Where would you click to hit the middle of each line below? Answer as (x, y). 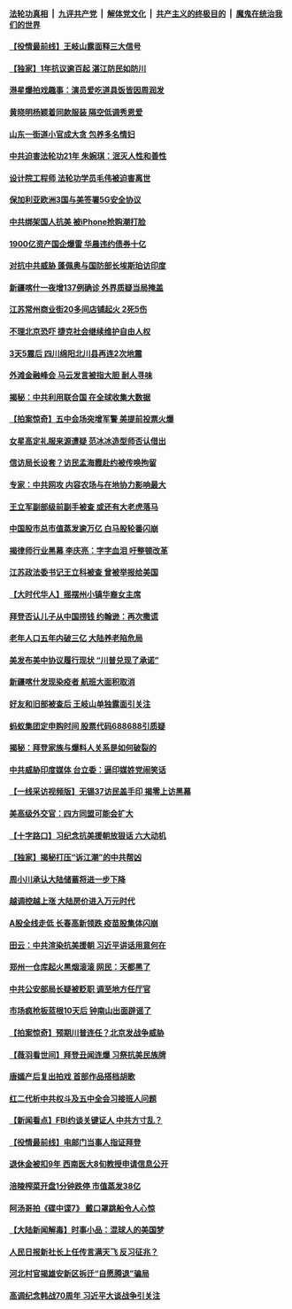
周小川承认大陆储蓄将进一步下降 (67, 879)
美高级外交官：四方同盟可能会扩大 (71, 813)
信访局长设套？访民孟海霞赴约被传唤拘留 (83, 463)
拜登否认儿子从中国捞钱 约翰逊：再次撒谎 (84, 616)
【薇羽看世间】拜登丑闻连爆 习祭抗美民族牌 (88, 1055)
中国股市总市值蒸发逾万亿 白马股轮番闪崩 (84, 529)
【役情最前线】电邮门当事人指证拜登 (75, 1142)
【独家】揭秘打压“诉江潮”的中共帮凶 (76, 857)
